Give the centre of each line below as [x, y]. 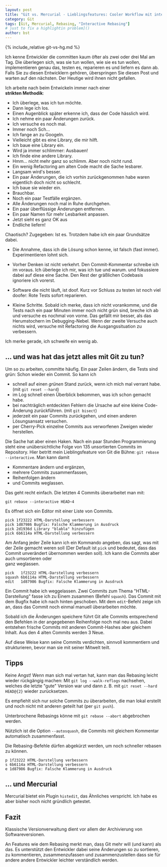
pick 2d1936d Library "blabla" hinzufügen [50, 529]
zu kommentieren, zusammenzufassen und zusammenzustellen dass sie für [83, 855]
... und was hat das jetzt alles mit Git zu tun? [75, 357]
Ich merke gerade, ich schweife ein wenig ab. [52, 341]
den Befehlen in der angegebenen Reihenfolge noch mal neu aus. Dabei [79, 622]
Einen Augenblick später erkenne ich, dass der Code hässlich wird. [81, 113]
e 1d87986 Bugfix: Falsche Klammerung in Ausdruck [59, 769]
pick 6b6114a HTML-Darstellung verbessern [50, 533]
